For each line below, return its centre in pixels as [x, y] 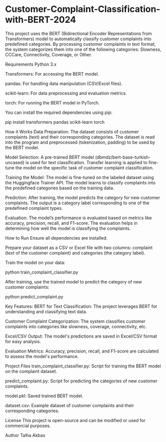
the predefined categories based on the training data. [60, 188]
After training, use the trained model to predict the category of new [74, 281]
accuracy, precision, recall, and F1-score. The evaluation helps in [71, 223]
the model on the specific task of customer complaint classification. [84, 168]
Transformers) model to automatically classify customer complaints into [79, 39]
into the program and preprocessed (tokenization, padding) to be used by [80, 142]
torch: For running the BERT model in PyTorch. [53, 102]
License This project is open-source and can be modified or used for [75, 420]
